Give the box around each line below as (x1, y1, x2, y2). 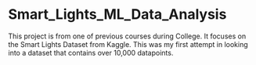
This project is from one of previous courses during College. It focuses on (8, 31, 247, 41)
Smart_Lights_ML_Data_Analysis (8, 5, 227, 23)
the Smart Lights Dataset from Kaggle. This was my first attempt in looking (8, 39, 248, 49)
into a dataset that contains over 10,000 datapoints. (8, 48, 174, 57)
